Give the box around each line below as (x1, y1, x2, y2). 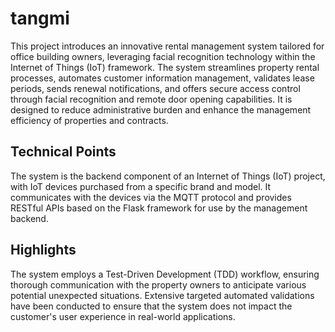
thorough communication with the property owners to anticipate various (10, 278, 307, 291)
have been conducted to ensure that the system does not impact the (10, 300, 293, 312)
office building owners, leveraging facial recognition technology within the (10, 50, 316, 62)
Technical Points (10, 143, 117, 161)
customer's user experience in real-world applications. (10, 310, 236, 322)
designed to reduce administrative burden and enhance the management (10, 103, 312, 116)
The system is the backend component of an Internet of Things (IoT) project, (10, 170, 326, 182)
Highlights (10, 242, 77, 259)
